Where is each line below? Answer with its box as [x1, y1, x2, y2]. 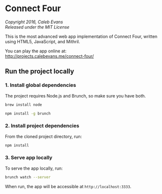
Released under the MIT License [5, 24, 70, 30]
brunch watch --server [5, 175, 51, 179]
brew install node [5, 102, 42, 107]
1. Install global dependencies [5, 82, 76, 89]
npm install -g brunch [5, 111, 51, 116]
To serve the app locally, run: [5, 165, 63, 171]
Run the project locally [5, 67, 74, 76]
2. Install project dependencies [5, 122, 80, 129]
